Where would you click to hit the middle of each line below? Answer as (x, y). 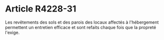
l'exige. (12, 32)
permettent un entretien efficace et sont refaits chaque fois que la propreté (81, 27)
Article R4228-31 (41, 9)
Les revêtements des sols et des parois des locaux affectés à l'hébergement (82, 22)
